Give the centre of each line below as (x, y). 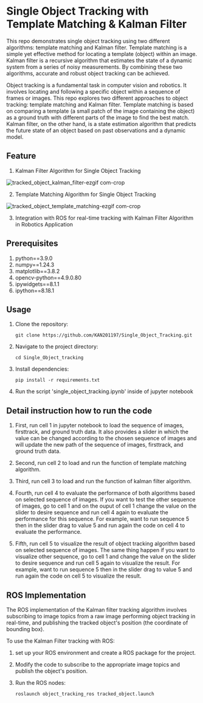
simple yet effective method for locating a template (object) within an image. (102, 54)
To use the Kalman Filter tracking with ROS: (61, 641)
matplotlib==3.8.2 (37, 271)
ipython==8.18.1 (35, 290)
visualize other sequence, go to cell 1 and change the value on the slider (105, 557)
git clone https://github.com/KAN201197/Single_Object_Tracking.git (104, 335)
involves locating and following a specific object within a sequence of (93, 91)
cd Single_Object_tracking (49, 358)
